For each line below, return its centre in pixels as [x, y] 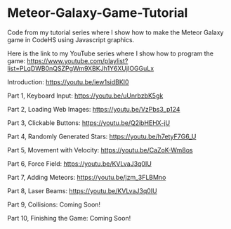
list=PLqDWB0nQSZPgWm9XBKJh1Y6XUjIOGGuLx [81, 68]
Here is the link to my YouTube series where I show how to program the [111, 53]
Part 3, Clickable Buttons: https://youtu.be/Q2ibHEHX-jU [89, 123]
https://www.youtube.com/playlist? [78, 60]
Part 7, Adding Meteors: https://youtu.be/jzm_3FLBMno [87, 177]
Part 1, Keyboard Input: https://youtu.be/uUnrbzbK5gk [85, 96]
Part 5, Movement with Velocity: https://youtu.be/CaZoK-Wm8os [100, 150]
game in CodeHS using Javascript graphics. [71, 39]
